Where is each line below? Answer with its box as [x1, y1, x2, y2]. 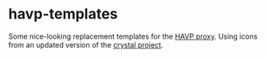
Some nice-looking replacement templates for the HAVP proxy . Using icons [8, 31, 258, 41]
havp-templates [8, 5, 118, 23]
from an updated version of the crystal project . [8, 39, 164, 49]
